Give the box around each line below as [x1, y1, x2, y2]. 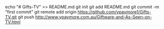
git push [18, 14, 34, 19]
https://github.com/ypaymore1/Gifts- [77, 9, 151, 15]
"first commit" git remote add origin [5, 9, 77, 15]
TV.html [5, 19, 21, 25]
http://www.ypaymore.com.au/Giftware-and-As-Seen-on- [35, 14, 152, 19]
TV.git [5, 14, 17, 19]
